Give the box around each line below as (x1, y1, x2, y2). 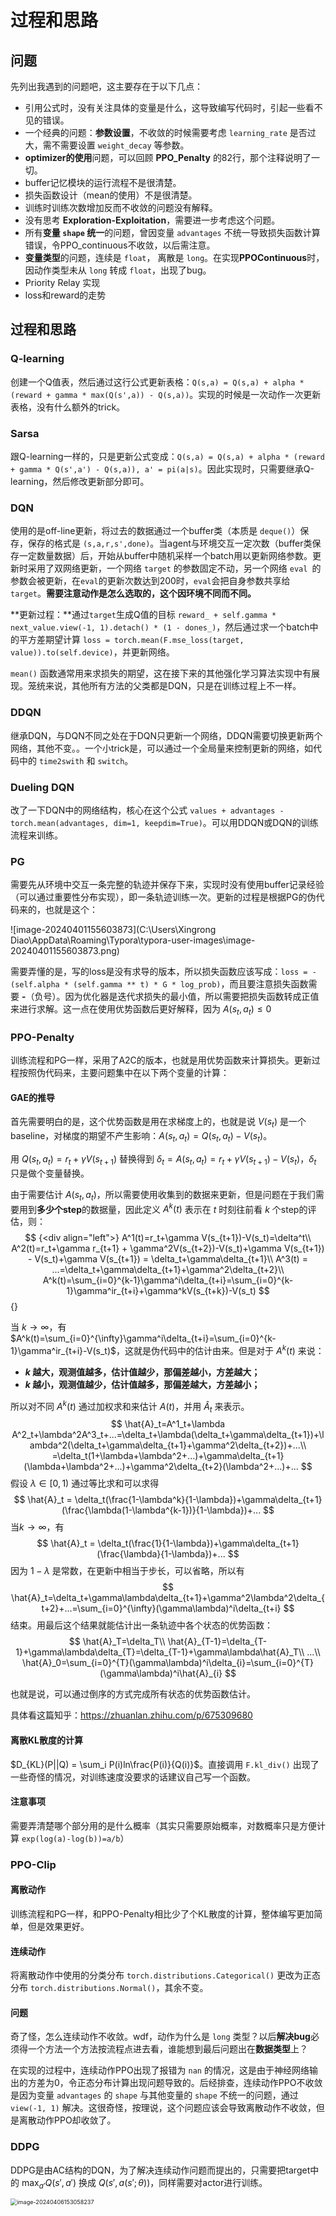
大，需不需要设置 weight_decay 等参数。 (24, 139, 190, 151)
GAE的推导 (10, 1091, 56, 1103)
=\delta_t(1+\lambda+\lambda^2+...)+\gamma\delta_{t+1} (51, 1450, 285, 1462)
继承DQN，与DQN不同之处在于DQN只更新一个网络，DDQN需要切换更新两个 (10, 729, 323, 741)
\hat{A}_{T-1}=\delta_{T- (167, 1636, 268, 1648)
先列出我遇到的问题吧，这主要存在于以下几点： (10, 81, 203, 92)
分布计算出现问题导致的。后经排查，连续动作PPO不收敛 (94, 2077, 323, 2089)
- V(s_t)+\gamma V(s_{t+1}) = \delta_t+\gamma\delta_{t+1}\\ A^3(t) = (28, 1253, 308, 1265)
